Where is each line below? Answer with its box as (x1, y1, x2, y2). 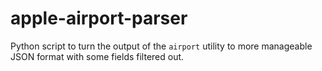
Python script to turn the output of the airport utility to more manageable (10, 40, 313, 52)
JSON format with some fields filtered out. (10, 50, 185, 62)
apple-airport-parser (10, 7, 188, 30)
